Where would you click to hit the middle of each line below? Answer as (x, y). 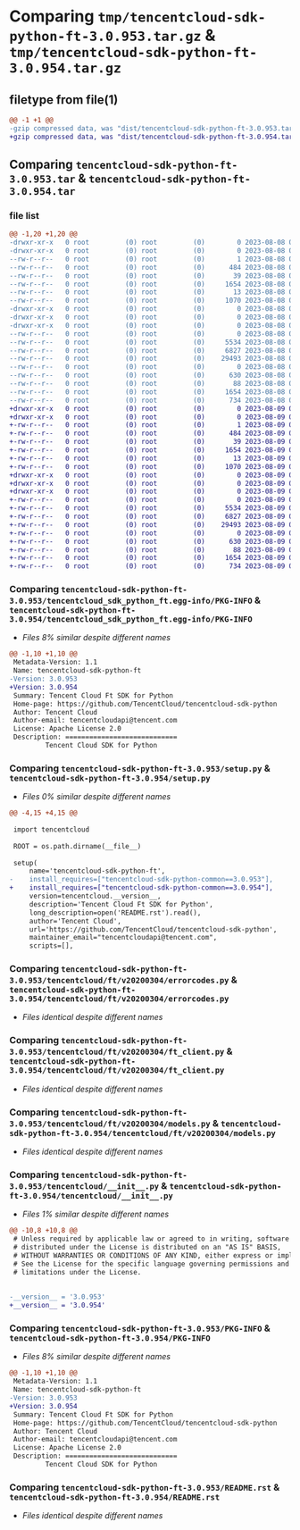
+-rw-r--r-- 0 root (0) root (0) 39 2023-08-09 (147, 442)
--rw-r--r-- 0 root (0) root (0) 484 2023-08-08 (147, 267)
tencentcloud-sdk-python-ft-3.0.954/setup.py (110, 778)
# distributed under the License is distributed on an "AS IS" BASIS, (147, 1248)
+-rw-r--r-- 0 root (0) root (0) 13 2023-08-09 (147, 458)
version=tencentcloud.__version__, (96, 896)
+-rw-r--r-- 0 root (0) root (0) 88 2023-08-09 (147, 550)
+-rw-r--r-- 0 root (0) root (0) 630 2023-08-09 (147, 541)
